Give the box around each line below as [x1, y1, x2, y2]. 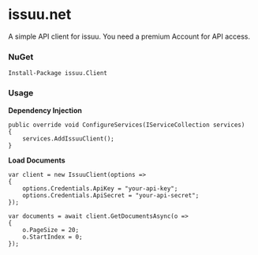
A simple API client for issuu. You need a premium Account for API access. [8, 32, 251, 41]
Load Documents [8, 156, 65, 165]
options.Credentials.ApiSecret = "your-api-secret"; [22, 191, 200, 199]
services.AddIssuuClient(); [22, 134, 114, 143]
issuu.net [8, 6, 72, 24]
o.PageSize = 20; [22, 226, 80, 234]
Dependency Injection [8, 105, 83, 115]
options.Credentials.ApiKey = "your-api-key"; [22, 184, 178, 193]
